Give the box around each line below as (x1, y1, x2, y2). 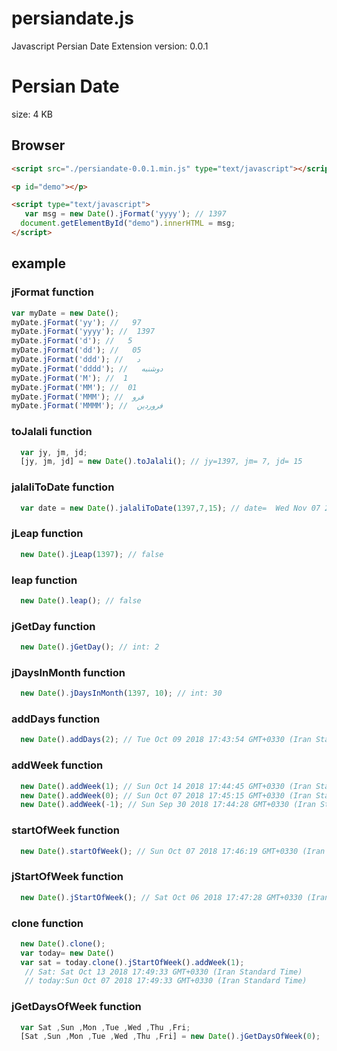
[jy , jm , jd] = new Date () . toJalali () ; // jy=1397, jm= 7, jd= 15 (20, 457, 303, 467)
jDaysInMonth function (11, 665, 126, 679)
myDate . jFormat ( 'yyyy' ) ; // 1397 (11, 327, 156, 337)
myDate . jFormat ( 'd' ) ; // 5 (11, 336, 133, 346)
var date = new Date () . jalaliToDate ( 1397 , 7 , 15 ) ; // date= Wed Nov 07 (20, 503, 321, 513)
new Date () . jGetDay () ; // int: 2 (20, 642, 160, 652)
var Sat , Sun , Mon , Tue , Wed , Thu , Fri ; (20, 1022, 191, 1032)
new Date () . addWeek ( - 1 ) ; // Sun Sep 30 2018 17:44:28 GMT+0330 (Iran (20, 800, 316, 810)
